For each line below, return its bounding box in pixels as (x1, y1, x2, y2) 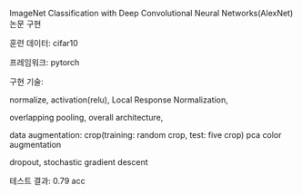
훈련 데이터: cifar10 (9, 38, 79, 48)
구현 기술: (9, 76, 44, 87)
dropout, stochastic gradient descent (9, 157, 148, 167)
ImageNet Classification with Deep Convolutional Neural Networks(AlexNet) (9, 8, 294, 18)
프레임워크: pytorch (9, 57, 80, 67)
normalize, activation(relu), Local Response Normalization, (9, 94, 229, 105)
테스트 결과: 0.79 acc (9, 176, 86, 186)
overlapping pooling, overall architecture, (9, 112, 164, 122)
